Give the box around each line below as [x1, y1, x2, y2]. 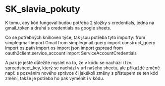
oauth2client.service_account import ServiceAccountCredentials [5, 50, 137, 56]
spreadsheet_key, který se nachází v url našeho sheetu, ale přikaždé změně [5, 65, 160, 71]
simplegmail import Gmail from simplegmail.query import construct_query [5, 39, 156, 45]
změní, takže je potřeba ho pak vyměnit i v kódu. [5, 75, 105, 81]
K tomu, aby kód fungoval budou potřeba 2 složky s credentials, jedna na [5, 20, 155, 26]
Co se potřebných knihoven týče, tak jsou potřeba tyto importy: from [5, 34, 145, 40]
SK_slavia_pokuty [5, 3, 80, 15]
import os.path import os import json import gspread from [5, 45, 123, 51]
